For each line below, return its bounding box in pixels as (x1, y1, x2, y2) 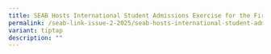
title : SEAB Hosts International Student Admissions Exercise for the (8, 11, 251, 20)
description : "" (8, 33, 63, 42)
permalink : (8, 19, 45, 27)
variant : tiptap (8, 26, 63, 34)
